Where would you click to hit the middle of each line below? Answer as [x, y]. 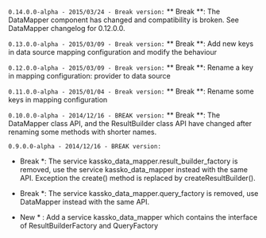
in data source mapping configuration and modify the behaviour [113, 52]
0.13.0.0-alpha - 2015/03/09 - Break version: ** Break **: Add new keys [131, 44]
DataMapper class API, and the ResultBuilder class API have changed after [130, 123]
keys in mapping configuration [58, 100]
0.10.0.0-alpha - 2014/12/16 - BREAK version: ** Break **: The [114, 115]
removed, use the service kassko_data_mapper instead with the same [134, 169]
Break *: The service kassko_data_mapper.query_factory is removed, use [139, 193]
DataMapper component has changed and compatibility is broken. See [124, 20]
